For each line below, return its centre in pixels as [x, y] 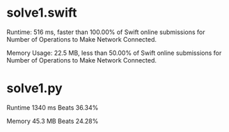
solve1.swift [42, 13]
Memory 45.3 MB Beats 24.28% [53, 121]
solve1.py [35, 89]
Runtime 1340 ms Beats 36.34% [53, 107]
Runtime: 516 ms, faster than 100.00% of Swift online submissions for [106, 32]
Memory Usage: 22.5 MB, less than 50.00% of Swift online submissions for [114, 53]
